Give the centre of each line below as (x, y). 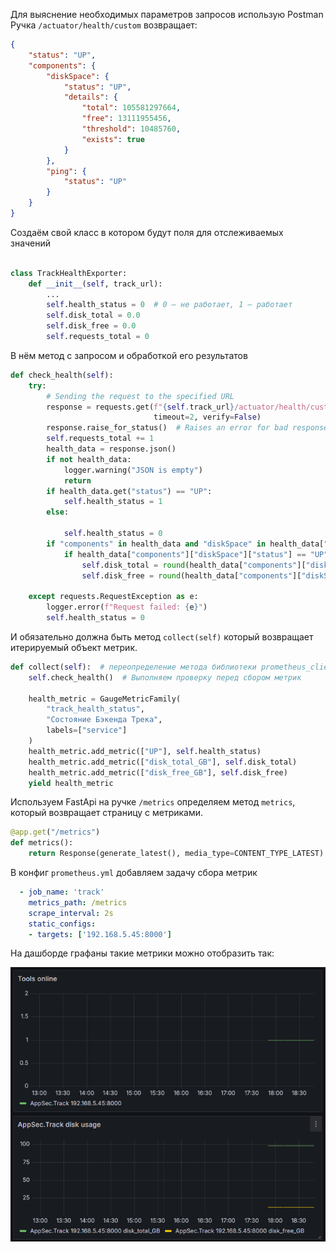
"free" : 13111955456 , (126, 119)
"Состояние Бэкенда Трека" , (104, 720)
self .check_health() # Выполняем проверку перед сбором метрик (165, 677)
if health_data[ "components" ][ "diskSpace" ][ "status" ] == (185, 554)
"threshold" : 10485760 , (131, 129)
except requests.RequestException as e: (113, 597)
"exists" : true (113, 139)
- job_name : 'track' (62, 892)
